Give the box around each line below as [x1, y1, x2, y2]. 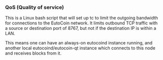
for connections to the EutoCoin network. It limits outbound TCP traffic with [5, 20, 158, 26]
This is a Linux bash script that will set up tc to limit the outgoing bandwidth [5, 15, 159, 21]
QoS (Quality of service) [5, 4, 64, 11]
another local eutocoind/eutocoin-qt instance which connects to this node [5, 45, 156, 51]
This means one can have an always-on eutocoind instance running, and [5, 40, 153, 46]
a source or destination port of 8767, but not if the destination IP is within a [5, 25, 157, 31]
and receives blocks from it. [5, 50, 62, 56]
